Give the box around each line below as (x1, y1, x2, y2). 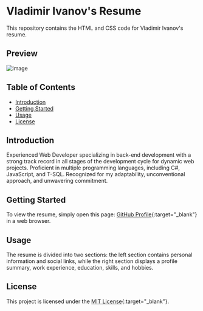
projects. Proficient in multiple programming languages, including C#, (6, 164, 181, 171)
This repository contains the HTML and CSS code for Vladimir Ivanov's (6, 24, 184, 32)
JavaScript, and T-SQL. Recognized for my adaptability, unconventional (6, 171, 185, 178)
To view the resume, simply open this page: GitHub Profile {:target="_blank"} (6, 211, 198, 218)
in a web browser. (6, 217, 51, 225)
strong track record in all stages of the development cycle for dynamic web (6, 158, 194, 165)
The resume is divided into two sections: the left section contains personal (6, 251, 193, 258)
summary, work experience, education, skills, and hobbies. (6, 264, 154, 271)
